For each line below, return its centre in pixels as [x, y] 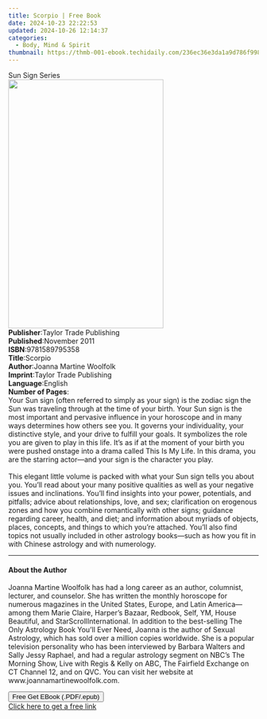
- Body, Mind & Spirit [53, 45]
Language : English [38, 383]
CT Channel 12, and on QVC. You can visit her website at [101, 672]
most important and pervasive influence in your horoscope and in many [125, 417]
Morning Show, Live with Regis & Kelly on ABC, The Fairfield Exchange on [129, 664]
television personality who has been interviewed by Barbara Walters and [127, 647]
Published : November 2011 [52, 341]
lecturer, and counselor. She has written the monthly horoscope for [118, 596]
